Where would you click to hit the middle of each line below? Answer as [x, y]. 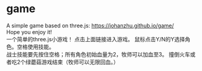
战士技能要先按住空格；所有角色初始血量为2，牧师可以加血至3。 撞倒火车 [98, 54]
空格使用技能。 [36, 47]
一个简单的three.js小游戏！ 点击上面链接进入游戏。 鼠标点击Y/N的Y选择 [96, 39]
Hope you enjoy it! [29, 32]
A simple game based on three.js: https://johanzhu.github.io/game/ [90, 25]
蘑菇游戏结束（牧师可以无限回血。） [75, 62]
